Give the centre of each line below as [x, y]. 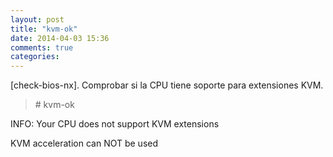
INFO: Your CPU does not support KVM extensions [115, 124]
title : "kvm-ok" [44, 29]
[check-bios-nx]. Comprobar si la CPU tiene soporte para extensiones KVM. [167, 85]
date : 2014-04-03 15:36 [60, 38]
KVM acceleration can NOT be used [84, 143]
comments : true [42, 47]
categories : [35, 57]
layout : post [37, 19]
